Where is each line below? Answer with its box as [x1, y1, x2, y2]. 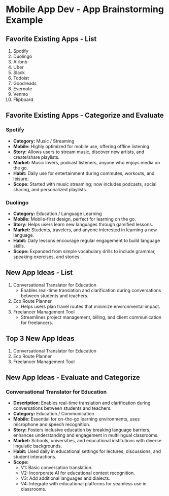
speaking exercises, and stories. [13, 254, 81, 260]
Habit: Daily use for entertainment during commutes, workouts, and [13, 170, 155, 176]
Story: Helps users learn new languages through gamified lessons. [13, 221, 154, 227]
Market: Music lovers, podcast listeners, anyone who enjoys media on [13, 159, 160, 165]
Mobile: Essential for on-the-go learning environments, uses [13, 416, 140, 422]
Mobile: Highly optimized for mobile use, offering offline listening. [13, 143, 151, 149]
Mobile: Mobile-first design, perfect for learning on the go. [13, 216, 137, 222]
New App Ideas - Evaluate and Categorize [6, 373, 140, 381]
